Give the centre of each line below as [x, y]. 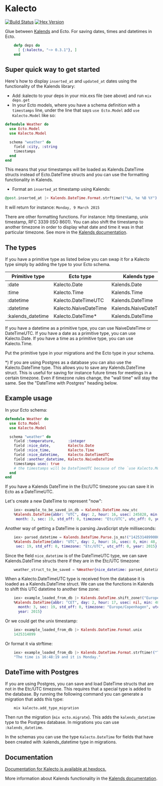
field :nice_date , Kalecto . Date [54, 446]
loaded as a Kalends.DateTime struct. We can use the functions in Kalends [79, 584]
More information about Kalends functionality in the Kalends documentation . [81, 778]
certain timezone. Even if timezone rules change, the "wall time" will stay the [81, 378]
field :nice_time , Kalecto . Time [54, 450]
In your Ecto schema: [26, 410]
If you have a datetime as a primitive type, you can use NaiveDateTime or [78, 328]
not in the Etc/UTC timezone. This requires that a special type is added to [78, 689]
